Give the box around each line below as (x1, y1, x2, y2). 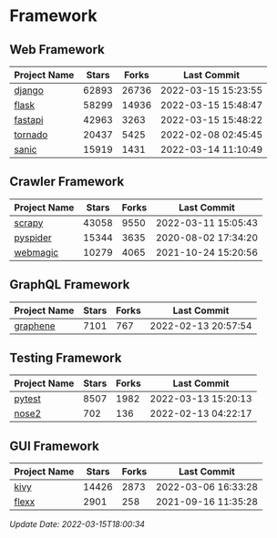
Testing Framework (9, 350, 122, 366)
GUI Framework (9, 438, 100, 453)
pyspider (14, 231, 52, 244)
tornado (14, 128, 48, 141)
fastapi (14, 114, 44, 126)
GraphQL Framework (9, 277, 130, 292)
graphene (14, 320, 56, 332)
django (14, 84, 44, 96)
